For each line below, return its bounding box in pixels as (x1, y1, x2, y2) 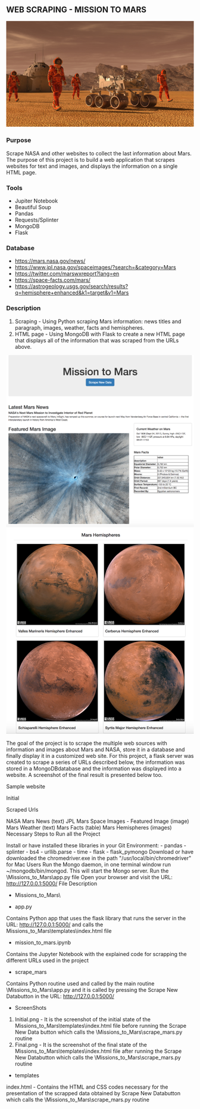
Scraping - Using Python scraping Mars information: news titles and (14, 318, 182, 325)
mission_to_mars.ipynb (14, 939, 71, 946)
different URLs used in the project (6, 957, 89, 964)
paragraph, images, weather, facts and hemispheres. (14, 324, 145, 331)
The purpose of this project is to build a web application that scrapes (6, 156, 175, 163)
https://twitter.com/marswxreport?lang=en (14, 270, 120, 277)
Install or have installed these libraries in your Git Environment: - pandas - (6, 842, 186, 849)
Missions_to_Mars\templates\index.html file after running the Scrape (14, 1047, 182, 1055)
